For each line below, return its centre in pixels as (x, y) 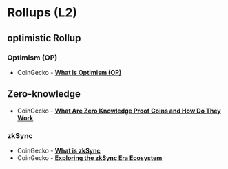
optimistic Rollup (44, 38)
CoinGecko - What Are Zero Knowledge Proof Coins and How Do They (119, 111)
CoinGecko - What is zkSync (59, 150)
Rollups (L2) (42, 13)
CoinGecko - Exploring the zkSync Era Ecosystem (90, 158)
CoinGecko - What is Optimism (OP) (69, 72)
